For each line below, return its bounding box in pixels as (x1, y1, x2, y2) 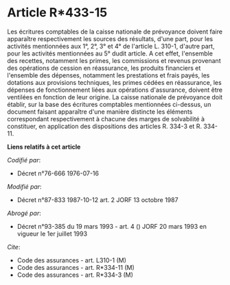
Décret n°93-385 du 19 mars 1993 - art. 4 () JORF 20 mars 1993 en (16, 222, 207, 230)
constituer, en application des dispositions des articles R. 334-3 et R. (7, 122, 203, 130)
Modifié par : (7, 182, 43, 190)
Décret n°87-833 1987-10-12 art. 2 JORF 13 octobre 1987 (16, 195, 179, 203)
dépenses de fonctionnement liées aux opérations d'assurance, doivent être (7, 86, 223, 94)
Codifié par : (7, 156, 41, 164)
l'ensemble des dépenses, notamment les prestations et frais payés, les (7, 71, 210, 79)
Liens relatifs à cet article (7, 142, 81, 151)
